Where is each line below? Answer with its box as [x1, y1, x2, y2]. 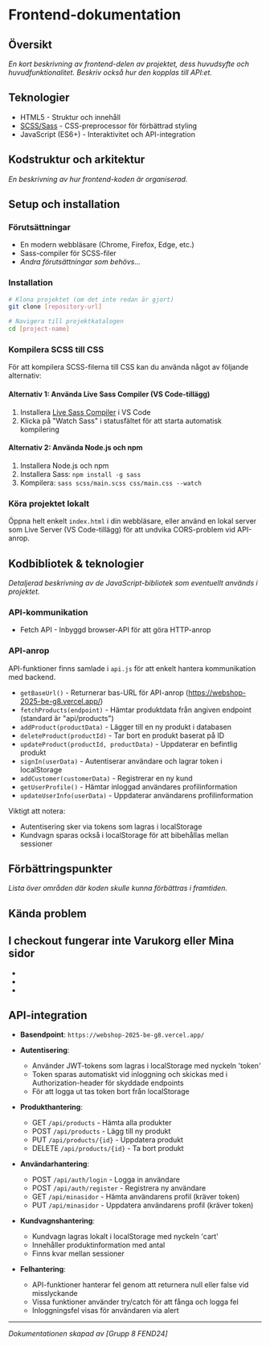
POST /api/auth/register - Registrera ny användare [31, 1183, 207, 1193]
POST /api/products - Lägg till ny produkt [31, 1126, 171, 1137]
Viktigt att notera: [8, 806, 66, 815]
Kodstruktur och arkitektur [8, 153, 145, 167]
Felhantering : [19, 1265, 66, 1274]
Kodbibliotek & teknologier [8, 557, 145, 570]
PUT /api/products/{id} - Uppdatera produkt [31, 1135, 183, 1145]
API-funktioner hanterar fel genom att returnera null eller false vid [31, 1280, 249, 1290]
